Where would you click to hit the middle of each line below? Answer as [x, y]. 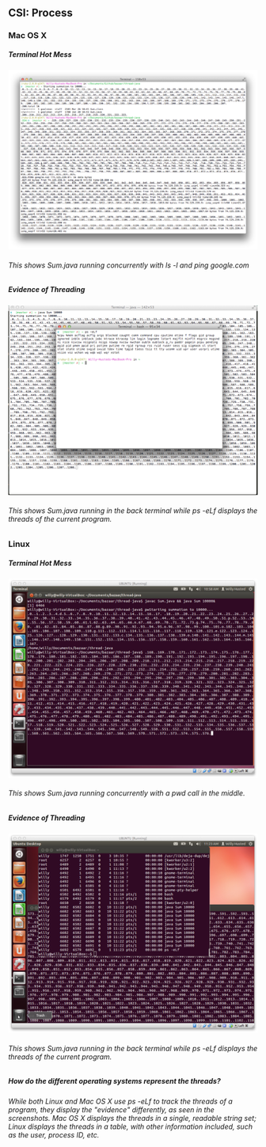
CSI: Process [41, 13]
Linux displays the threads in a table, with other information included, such [131, 1126]
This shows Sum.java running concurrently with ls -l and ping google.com [129, 265]
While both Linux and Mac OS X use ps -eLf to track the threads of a [121, 1101]
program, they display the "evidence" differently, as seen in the [112, 1109]
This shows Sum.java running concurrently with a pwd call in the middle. [127, 793]
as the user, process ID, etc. [54, 1134]
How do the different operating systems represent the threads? [115, 1081]
